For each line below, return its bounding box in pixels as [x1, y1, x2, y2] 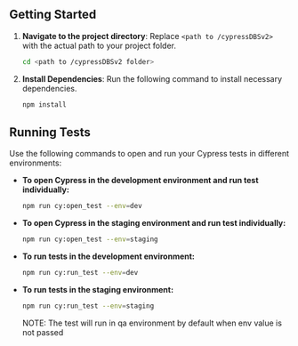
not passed [21, 326, 64, 337]
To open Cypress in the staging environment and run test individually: [21, 218, 286, 229]
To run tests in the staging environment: [21, 285, 174, 294]
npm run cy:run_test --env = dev [21, 269, 139, 278]
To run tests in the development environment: [21, 251, 196, 262]
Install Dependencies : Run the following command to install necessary [21, 73, 283, 84]
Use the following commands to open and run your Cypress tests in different [9, 149, 290, 159]
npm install [21, 100, 67, 109]
